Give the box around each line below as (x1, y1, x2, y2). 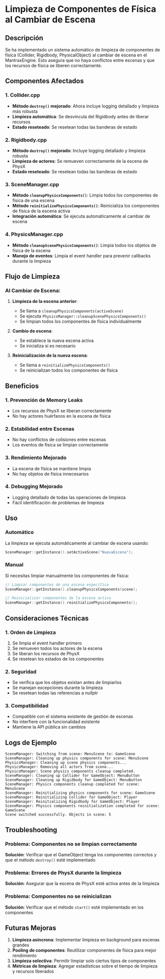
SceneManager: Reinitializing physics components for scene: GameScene (5, 790, 155, 795)
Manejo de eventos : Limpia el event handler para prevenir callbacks (12, 252, 151, 258)
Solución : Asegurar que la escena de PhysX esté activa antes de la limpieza (5, 881, 160, 886)
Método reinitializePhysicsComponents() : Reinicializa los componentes (12, 203, 160, 209)
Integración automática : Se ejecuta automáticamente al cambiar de (12, 213, 150, 219)
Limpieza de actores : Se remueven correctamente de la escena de (12, 158, 149, 164)
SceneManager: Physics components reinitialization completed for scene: (5, 803, 160, 809)
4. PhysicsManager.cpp (5, 231, 63, 238)
